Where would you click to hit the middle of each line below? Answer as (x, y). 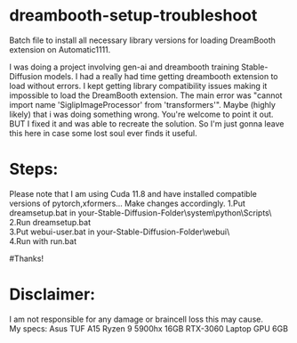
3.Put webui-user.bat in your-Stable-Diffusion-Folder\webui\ (120, 232)
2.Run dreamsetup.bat (50, 222)
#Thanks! (27, 258)
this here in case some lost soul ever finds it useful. (103, 133)
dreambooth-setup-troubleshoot (133, 16)
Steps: (34, 169)
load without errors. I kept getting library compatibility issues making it (138, 86)
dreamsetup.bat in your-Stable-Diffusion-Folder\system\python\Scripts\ (140, 212)
